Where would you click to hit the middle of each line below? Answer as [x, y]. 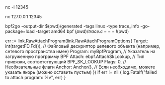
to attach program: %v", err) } [36, 77]
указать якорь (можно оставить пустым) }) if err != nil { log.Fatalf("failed [81, 72]
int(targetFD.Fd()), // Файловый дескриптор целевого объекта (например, [83, 46]
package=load [20, 31]
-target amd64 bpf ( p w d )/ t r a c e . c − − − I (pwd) [82, 31]
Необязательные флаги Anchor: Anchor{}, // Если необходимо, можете [80, 67]
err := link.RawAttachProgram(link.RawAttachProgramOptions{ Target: [77, 41]
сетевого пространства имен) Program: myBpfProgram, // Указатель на [80, 51]
